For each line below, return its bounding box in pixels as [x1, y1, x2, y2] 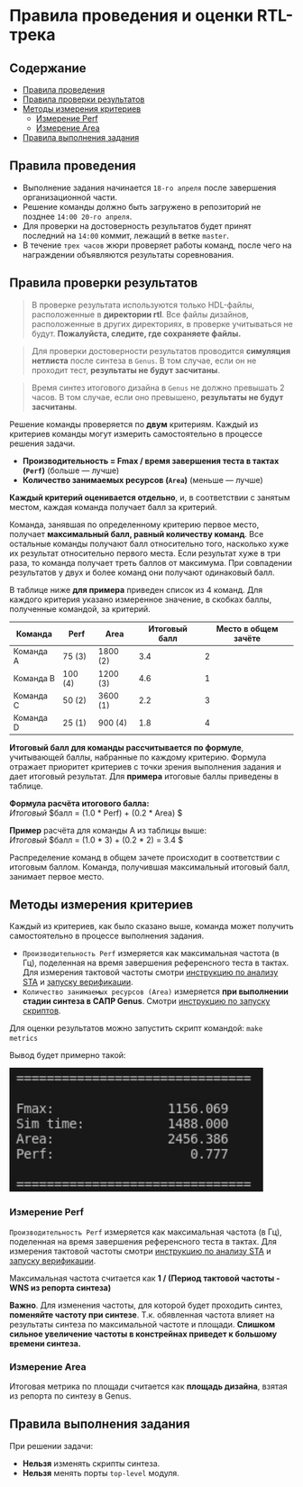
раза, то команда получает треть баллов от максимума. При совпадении [9, 557, 293, 568]
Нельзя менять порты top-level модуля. [22, 1467, 180, 1478]
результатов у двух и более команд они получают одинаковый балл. [9, 567, 275, 578]
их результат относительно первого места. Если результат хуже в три [9, 547, 281, 559]
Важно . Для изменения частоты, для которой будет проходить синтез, [9, 1300, 283, 1310]
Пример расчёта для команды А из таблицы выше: [9, 825, 207, 835]
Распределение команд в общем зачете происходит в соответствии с [9, 852, 280, 862]
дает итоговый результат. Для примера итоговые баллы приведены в [9, 771, 280, 781]
